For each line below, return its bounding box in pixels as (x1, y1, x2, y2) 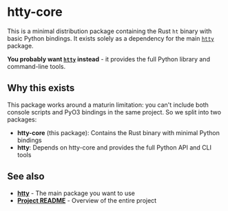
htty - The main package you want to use (17, 189, 136, 197)
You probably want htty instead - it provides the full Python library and (7, 54, 210, 63)
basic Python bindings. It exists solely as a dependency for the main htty (7, 34, 215, 42)
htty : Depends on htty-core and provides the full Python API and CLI (17, 143, 212, 152)
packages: (7, 115, 37, 123)
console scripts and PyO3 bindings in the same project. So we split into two (7, 108, 222, 116)
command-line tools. (7, 62, 66, 70)
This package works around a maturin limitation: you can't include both (7, 101, 209, 109)
